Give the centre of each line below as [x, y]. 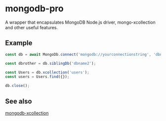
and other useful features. [32, 27]
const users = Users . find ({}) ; [37, 77]
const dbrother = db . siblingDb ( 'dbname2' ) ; [51, 63]
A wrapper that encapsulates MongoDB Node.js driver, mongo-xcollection [80, 22]
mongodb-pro [34, 9]
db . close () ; [17, 86]
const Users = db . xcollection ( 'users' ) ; [47, 72]
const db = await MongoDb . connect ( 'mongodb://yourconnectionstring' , [78, 54]
